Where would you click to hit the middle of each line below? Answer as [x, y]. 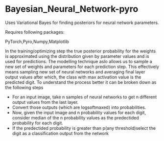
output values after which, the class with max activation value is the [73, 77]
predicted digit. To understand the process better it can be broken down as [81, 82]
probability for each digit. [38, 123]
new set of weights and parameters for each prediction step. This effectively [82, 67]
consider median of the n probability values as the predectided [76, 117]
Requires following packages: [35, 32]
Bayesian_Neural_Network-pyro [72, 9]
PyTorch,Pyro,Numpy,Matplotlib [37, 41]
